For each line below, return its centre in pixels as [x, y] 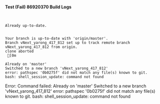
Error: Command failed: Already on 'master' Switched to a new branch [76, 86]
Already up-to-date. [26, 26]
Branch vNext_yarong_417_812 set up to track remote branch [68, 43]
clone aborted [20, 51]
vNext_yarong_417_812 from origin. [41, 47]
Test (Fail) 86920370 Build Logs [38, 7]
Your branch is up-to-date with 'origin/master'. [57, 39]
